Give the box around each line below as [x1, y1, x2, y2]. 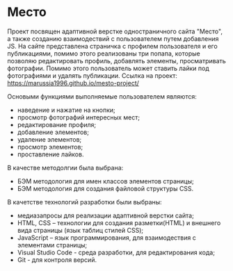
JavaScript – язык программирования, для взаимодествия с [17, 233, 196, 242]
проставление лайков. [17, 150, 84, 158]
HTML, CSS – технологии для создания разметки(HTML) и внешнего [17, 218, 221, 227]
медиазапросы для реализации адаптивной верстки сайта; [17, 211, 195, 220]
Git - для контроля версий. [17, 255, 97, 264]
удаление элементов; [17, 135, 82, 143]
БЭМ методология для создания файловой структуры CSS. [17, 184, 194, 192]
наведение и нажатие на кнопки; [17, 106, 116, 114]
